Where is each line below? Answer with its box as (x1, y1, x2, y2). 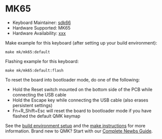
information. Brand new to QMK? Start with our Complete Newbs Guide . (5, 128, 153, 134)
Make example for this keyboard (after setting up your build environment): (5, 39, 157, 45)
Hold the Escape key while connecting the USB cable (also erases (12, 97, 148, 103)
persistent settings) (12, 102, 52, 108)
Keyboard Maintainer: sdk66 (12, 19, 71, 25)
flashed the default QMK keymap (12, 113, 80, 119)
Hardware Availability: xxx (12, 30, 66, 36)
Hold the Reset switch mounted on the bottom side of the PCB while (12, 86, 152, 92)
